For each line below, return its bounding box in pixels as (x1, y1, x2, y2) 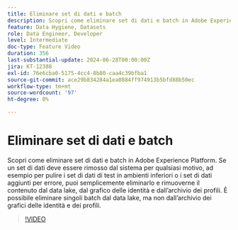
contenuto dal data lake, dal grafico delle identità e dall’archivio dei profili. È (7, 185, 228, 195)
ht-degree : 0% (7, 96, 50, 103)
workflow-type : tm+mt (7, 83, 72, 90)
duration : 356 (7, 50, 50, 57)
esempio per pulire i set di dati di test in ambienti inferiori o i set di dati (7, 171, 212, 179)
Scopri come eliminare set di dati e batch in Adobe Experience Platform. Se (7, 156, 227, 164)
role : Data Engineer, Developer (7, 30, 103, 38)
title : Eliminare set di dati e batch (7, 10, 122, 18)
